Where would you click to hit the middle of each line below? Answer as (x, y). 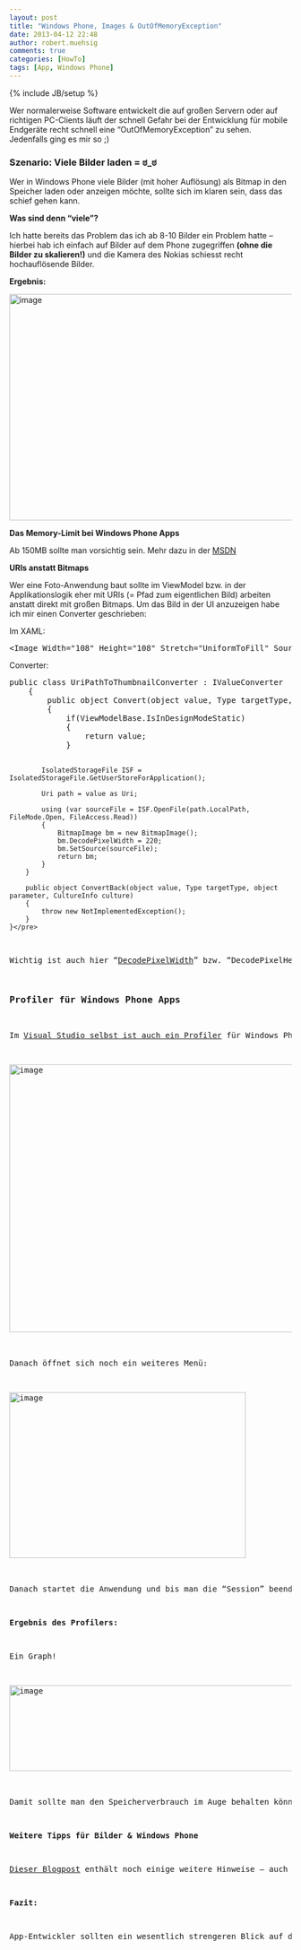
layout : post (34, 17)
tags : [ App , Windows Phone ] (62, 68)
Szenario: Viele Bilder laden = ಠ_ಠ (83, 162)
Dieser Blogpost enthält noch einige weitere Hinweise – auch (149, 1869)
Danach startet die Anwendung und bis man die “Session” (137, 1589)
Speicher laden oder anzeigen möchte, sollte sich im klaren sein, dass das (146, 191)
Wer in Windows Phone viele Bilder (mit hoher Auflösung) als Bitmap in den (148, 182)
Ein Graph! (33, 1656)
